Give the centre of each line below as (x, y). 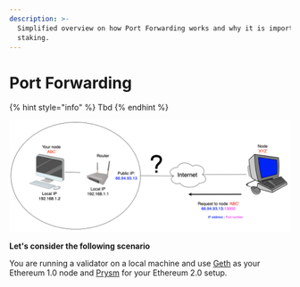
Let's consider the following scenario (79, 246)
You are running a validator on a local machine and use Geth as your (135, 264)
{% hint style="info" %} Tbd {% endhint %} (89, 108)
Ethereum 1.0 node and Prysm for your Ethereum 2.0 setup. (118, 273)
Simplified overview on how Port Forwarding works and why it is (142, 28)
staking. (33, 37)
